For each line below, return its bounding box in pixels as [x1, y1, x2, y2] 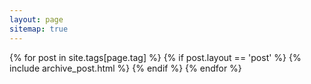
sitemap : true [9, 24, 69, 34]
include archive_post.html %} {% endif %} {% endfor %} [9, 62, 242, 74]
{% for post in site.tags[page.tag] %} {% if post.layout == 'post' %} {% [9, 51, 302, 63]
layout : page [9, 14, 64, 25]
